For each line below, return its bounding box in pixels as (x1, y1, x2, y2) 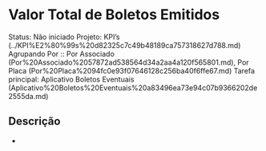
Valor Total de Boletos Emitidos (8, 6, 220, 24)
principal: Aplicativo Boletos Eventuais (8, 74, 135, 84)
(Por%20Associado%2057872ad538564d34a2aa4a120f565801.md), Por (8, 58, 250, 67)
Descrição (8, 114, 61, 129)
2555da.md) (8, 91, 49, 101)
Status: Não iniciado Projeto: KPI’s (8, 32, 120, 42)
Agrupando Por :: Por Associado (8, 49, 115, 58)
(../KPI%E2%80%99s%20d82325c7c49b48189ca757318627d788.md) (8, 40, 241, 50)
